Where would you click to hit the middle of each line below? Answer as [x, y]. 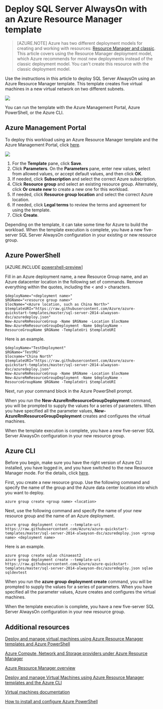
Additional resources [37, 627]
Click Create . [25, 215]
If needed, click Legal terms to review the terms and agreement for [79, 205]
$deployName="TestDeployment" [36, 348]
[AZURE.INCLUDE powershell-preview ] [44, 267]
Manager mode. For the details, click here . [47, 473]
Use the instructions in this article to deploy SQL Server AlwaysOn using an [80, 78]
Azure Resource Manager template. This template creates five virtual [74, 83]
